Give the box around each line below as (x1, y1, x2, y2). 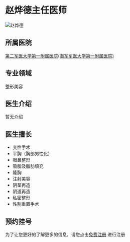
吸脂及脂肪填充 (12, 163, 44, 169)
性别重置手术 (12, 201, 39, 207)
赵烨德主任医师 (5, 5, 67, 16)
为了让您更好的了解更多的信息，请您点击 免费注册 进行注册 (5, 231, 125, 237)
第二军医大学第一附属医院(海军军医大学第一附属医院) (5, 52, 114, 58)
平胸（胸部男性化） (12, 151, 53, 157)
